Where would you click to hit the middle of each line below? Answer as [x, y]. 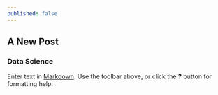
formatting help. [30, 84]
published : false [32, 14]
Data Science [30, 61]
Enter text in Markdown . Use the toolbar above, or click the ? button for [109, 76]
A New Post [33, 42]
